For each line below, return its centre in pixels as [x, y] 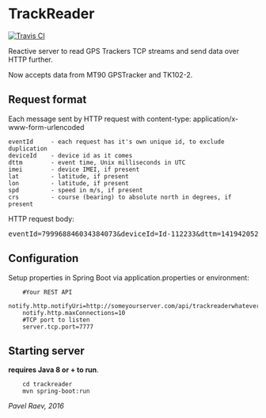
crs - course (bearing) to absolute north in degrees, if [120, 197]
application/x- [216, 119]
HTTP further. [30, 59]
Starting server [46, 350]
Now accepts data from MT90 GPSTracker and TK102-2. [101, 74]
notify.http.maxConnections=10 [74, 313]
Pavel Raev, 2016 [36, 406]
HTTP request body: [41, 218]
